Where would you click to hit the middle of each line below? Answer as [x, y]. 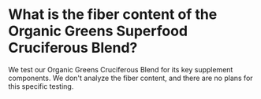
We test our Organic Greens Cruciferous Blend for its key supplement [121, 69]
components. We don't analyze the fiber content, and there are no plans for [131, 78]
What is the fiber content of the [113, 15]
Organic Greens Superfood [98, 31]
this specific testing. [41, 86]
